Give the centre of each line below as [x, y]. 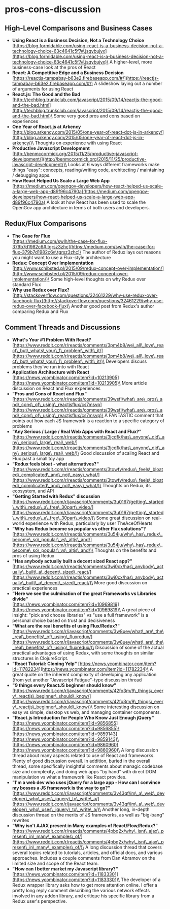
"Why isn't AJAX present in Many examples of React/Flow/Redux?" [85, 825]
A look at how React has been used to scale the [96, 202]
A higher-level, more [131, 62]
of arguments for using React [43, 89]
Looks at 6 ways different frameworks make [114, 164]
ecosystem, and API [33, 491]
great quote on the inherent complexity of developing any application [84, 674]
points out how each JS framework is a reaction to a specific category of [88, 421]
